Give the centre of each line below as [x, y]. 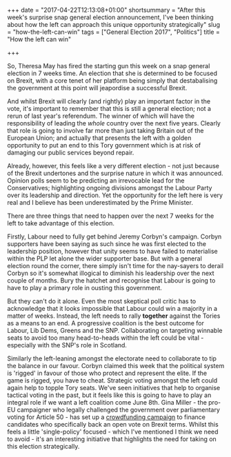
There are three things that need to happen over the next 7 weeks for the [111, 216]
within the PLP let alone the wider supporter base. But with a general [104, 258]
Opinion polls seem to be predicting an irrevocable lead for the [96, 181]
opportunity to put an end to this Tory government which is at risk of [104, 145]
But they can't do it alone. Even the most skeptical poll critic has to [102, 301]
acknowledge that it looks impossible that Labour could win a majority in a [112, 308]
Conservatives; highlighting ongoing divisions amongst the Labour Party [110, 188]
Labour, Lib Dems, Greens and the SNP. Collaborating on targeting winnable [115, 331]
